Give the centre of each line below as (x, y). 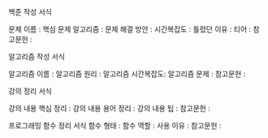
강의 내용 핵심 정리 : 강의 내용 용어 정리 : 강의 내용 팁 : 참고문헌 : (110, 108)
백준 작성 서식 (30, 12)
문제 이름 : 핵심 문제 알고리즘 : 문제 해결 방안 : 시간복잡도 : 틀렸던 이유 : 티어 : (130, 29)
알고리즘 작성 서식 (37, 56)
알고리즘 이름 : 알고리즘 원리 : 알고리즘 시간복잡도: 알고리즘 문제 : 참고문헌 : (127, 74)
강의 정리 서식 (30, 91)
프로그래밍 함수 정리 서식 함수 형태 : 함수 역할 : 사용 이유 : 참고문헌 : (115, 125)
